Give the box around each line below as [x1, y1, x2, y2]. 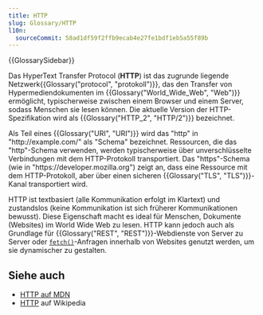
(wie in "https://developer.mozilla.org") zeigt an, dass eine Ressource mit [8, 162, 248, 172]
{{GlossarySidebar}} [8, 56, 76, 65]
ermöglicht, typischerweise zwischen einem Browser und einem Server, [8, 96, 245, 106]
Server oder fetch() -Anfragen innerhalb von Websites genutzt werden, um [8, 237, 255, 247]
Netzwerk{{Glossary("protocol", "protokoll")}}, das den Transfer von [8, 80, 233, 89]
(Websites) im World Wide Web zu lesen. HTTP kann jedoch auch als [8, 220, 235, 230]
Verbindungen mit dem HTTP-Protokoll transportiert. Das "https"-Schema [8, 154, 250, 164]
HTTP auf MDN [19, 290, 70, 299]
